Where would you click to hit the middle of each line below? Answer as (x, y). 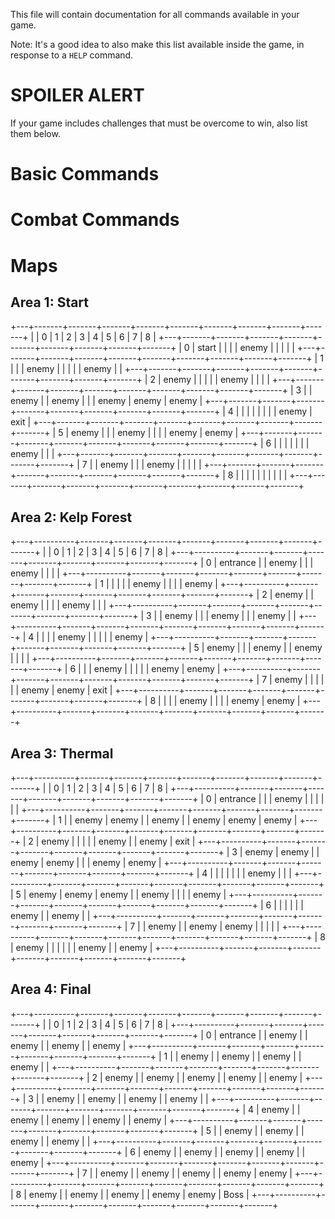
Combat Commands (95, 220)
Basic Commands (85, 174)
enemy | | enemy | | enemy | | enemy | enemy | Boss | (139, 1194)
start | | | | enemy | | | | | (246, 348)
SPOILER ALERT (77, 95)
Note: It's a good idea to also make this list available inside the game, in (157, 44)
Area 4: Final (51, 989)
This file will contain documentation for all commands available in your (155, 14)
